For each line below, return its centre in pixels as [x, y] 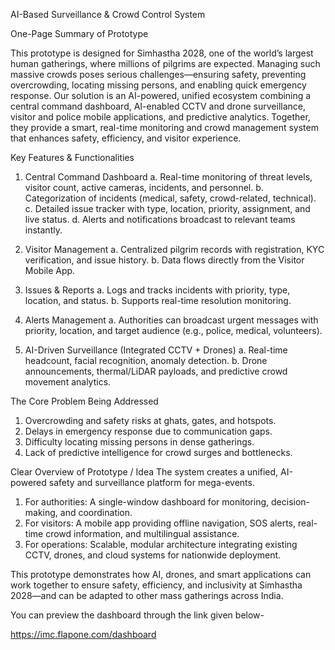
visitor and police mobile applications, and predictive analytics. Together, [160, 117]
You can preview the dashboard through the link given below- [137, 615]
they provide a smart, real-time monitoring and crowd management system [164, 127]
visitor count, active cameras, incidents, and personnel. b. [144, 187]
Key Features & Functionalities [72, 157]
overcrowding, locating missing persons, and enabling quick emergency [158, 85]
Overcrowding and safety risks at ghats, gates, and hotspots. [150, 420]
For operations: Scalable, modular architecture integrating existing [161, 544]
